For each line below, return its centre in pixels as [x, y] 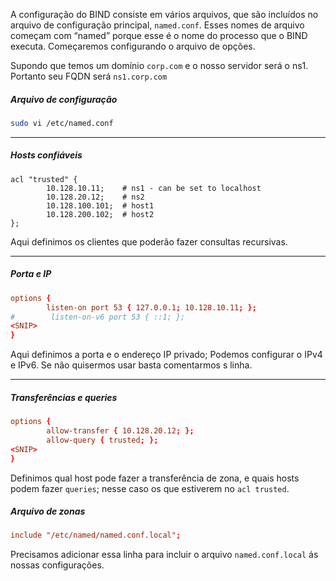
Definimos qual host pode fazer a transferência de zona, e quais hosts [155, 478]
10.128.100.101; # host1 [100, 205]
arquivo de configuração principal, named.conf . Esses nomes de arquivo [157, 25]
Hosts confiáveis [46, 155]
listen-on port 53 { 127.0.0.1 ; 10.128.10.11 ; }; [151, 307]
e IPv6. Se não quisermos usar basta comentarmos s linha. [131, 365]
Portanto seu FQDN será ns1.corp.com [89, 76]
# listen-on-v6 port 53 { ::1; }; [98, 317]
